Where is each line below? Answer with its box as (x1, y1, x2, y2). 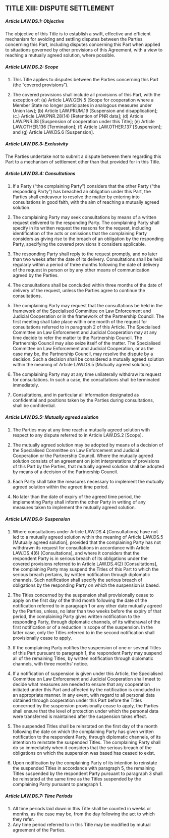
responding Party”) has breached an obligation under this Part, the (12, 189, 151, 195)
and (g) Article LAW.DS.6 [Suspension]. (12, 129, 94, 135)
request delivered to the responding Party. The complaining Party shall (12, 219, 160, 226)
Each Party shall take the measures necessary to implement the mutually (12, 479, 164, 485)
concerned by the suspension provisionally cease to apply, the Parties (12, 703, 159, 709)
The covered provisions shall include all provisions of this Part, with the (12, 92, 160, 98)
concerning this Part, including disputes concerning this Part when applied (5, 41, 160, 47)
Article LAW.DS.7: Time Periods (5, 793, 73, 799)
